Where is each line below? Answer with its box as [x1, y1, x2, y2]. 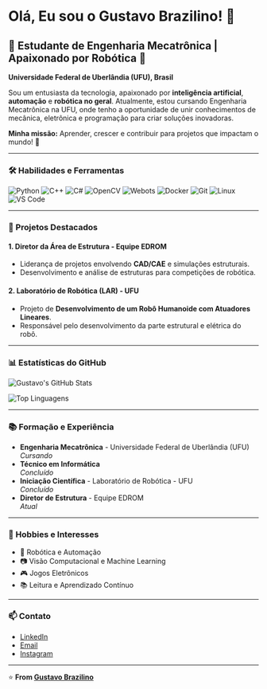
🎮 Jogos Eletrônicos [19, 568, 89, 577]
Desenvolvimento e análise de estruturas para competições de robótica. [19, 268, 256, 277]
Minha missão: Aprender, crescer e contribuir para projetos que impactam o [8, 129, 259, 138]
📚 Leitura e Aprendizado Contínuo [19, 580, 133, 589]
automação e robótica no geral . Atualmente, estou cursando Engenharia [8, 96, 247, 106]
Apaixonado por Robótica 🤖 [8, 51, 147, 65]
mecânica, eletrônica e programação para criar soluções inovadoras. [8, 113, 234, 123]
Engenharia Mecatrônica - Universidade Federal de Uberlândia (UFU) [19, 442, 250, 452]
